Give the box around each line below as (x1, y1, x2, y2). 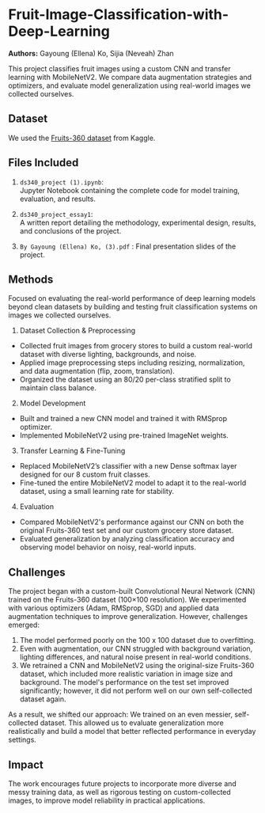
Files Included (8, 156, 79, 169)
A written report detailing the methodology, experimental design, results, (19, 218, 256, 227)
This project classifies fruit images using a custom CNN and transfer (8, 63, 231, 73)
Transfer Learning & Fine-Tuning (19, 446, 126, 456)
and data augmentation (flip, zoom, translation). (19, 367, 176, 376)
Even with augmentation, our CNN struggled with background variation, (19, 644, 253, 654)
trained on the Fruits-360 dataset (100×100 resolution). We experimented (8, 595, 247, 605)
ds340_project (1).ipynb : (19, 177, 104, 187)
